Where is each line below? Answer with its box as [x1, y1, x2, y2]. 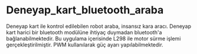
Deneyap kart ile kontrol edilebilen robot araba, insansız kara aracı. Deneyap [6, 23, 192, 30]
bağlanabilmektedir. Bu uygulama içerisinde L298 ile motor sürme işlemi [6, 35, 181, 42]
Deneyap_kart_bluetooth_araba [6, 3, 164, 17]
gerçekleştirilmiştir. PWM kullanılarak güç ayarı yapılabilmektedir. [6, 41, 163, 48]
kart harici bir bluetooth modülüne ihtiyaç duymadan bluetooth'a [6, 28, 162, 35]
